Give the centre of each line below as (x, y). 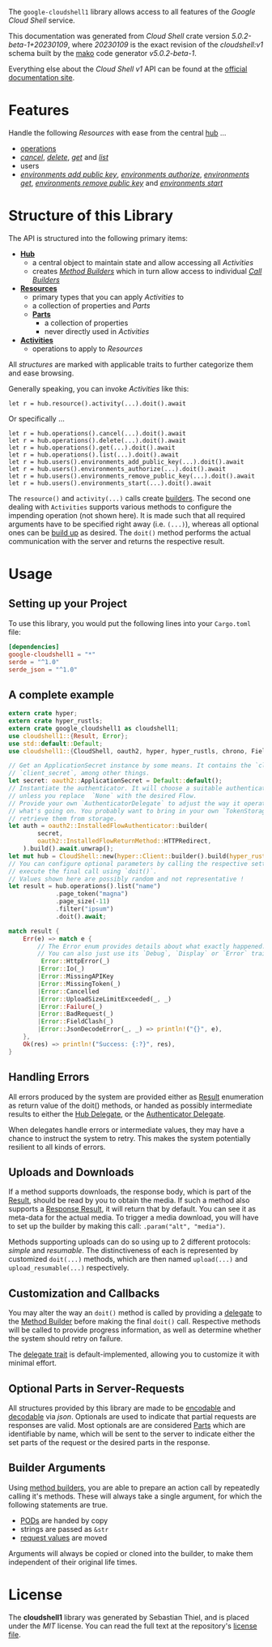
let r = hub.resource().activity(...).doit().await (97, 403)
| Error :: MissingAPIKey (76, 976)
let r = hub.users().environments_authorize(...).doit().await (117, 469)
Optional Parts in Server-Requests (96, 1389)
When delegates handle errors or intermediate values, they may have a (127, 1130)
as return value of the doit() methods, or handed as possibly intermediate (130, 1105)
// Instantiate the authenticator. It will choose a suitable (115, 789)
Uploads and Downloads (71, 1172)
